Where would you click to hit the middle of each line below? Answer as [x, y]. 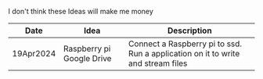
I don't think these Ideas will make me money [81, 11]
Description [190, 31]
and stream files [158, 63]
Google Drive [88, 58]
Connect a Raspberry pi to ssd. [185, 44]
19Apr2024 [34, 54]
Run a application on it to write [184, 54]
